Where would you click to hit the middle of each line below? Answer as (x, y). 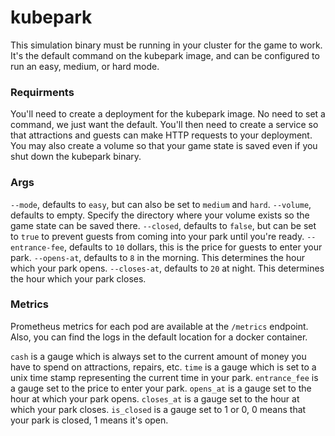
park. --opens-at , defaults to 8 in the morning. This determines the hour (158, 257)
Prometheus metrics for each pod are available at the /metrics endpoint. (159, 326)
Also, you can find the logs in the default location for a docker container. (159, 337)
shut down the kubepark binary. (76, 157)
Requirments (42, 92)
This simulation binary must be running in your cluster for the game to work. (166, 45)
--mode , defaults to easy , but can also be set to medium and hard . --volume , (161, 204)
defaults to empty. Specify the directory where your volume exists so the (160, 215)
